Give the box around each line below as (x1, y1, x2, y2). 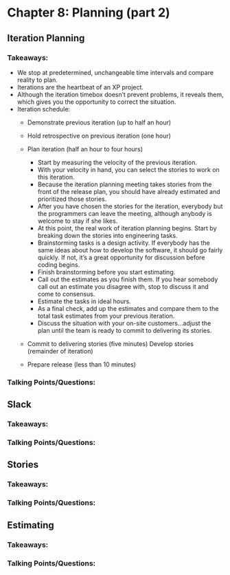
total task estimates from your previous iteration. (37, 312, 175, 320)
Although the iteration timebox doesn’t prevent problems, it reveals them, (16, 90, 224, 98)
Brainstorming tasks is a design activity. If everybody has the (37, 239, 211, 247)
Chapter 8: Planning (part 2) (7, 5, 170, 21)
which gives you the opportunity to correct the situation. (16, 98, 176, 106)
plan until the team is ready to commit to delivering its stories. (37, 326, 212, 334)
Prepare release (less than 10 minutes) (27, 360, 136, 369)
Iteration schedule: (16, 105, 71, 113)
